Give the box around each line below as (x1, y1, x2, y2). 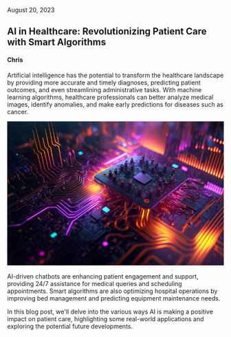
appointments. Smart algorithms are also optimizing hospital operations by (7, 287, 218, 295)
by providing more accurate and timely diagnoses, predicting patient (7, 78, 201, 87)
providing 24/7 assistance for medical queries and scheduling (7, 280, 182, 288)
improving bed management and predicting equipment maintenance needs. (7, 294, 221, 303)
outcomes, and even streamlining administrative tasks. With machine (7, 85, 202, 94)
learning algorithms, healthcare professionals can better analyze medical (7, 93, 214, 101)
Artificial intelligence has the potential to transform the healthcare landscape (7, 71, 224, 79)
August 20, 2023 (7, 6, 55, 14)
